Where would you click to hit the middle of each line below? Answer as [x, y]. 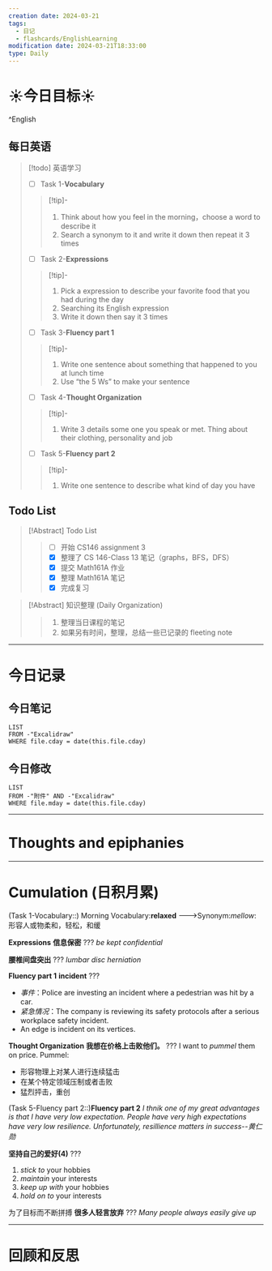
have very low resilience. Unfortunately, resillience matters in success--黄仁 [136, 1126]
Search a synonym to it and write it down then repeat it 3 [155, 234]
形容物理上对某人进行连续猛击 [70, 1072]
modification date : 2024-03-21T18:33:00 [78, 46]
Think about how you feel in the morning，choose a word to [160, 216]
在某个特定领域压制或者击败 [66, 1081]
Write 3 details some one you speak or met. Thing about [154, 429]
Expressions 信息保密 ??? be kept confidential [86, 942]
